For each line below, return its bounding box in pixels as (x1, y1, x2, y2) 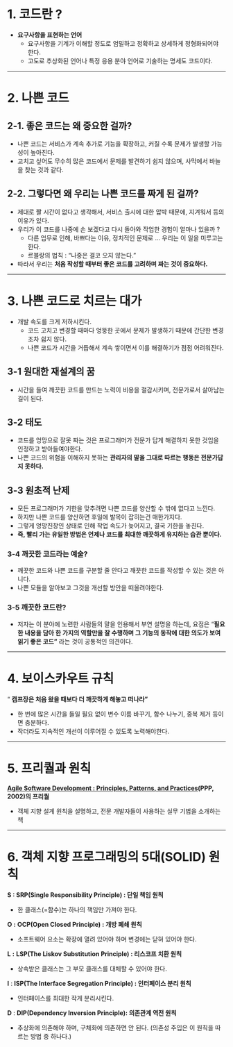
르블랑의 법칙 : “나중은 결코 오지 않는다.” (27, 251, 137, 259)
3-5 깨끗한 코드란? (7, 603, 67, 612)
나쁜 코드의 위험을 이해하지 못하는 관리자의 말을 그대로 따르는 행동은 (17, 453, 200, 462)
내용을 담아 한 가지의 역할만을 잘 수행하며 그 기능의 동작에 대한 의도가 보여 (24, 628, 221, 637)
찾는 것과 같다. (24, 165, 64, 174)
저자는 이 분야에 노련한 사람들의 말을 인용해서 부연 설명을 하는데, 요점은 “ (17, 619, 214, 628)
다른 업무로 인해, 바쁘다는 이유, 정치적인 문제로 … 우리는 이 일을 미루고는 (27, 233, 223, 242)
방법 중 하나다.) (30, 1032, 71, 1040)
